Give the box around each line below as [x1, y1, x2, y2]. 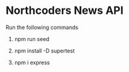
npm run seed [14, 35, 50, 42]
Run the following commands [5, 24, 79, 31]
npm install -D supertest [14, 47, 75, 54]
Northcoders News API [5, 4, 124, 18]
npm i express [14, 59, 50, 66]
